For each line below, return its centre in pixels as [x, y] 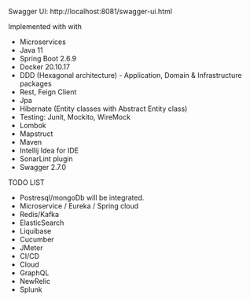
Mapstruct [36, 134]
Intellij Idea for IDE [49, 150]
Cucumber [37, 239]
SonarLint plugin [46, 159]
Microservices [43, 42]
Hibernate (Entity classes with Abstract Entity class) [103, 109]
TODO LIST [26, 182]
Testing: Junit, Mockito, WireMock [75, 117]
